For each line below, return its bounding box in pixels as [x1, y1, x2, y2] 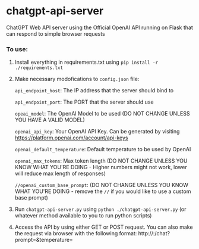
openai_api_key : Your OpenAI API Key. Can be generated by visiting [14, 128, 180, 135]
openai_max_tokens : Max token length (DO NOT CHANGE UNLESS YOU [14, 157, 188, 164]
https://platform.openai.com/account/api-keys [14, 134, 128, 141]
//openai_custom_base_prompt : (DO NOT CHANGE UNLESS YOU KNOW [14, 182, 189, 189]
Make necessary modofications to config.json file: [14, 76, 140, 83]
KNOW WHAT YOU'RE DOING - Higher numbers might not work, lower [14, 164, 187, 171]
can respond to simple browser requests [6, 30, 105, 37]
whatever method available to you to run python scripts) [14, 212, 152, 219]
